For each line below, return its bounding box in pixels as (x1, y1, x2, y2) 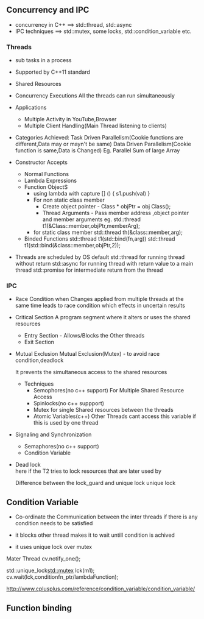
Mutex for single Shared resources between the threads (33, 406, 174, 414)
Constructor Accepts (15, 158, 68, 166)
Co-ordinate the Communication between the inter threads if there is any (15, 513, 198, 520)
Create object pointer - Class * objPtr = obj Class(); (42, 203, 171, 210)
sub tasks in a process (15, 57, 72, 64)
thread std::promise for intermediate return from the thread (15, 266, 163, 274)
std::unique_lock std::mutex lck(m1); (6, 567, 95, 575)
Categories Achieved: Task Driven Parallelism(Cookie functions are (15, 134, 184, 141)
